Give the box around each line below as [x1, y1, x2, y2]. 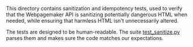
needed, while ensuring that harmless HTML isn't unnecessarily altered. [6, 17, 179, 24]
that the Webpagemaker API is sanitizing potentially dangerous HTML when [6, 11, 188, 18]
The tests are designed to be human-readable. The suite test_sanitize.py [6, 28, 180, 35]
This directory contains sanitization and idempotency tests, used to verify [6, 5, 183, 12]
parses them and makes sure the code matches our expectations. [6, 35, 164, 41]
